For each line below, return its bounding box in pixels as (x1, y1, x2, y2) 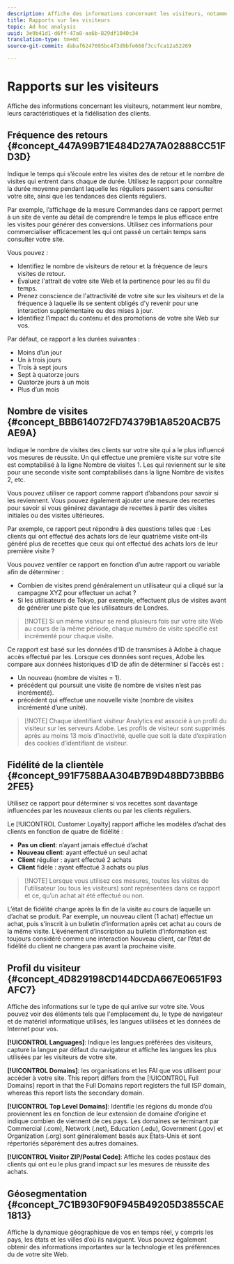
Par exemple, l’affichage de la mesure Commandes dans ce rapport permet (7, 205, 223, 213)
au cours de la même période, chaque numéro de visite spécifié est (24, 624, 218, 633)
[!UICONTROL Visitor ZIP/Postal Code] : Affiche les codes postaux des (7, 1153, 211, 1161)
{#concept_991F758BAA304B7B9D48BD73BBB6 (7, 769, 224, 781)
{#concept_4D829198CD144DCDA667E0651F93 (7, 973, 223, 985)
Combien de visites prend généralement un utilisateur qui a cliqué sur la (17, 581, 224, 589)
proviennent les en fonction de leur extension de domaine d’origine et (7, 1109, 207, 1118)
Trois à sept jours (17, 363, 68, 371)
